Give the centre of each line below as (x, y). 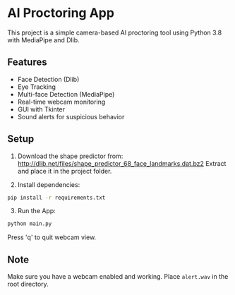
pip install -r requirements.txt (56, 198)
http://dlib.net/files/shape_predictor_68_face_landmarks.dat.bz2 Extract (122, 163)
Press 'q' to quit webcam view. (52, 237)
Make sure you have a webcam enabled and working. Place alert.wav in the (118, 277)
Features (27, 62)
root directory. (28, 284)
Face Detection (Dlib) (48, 79)
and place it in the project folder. (65, 171)
